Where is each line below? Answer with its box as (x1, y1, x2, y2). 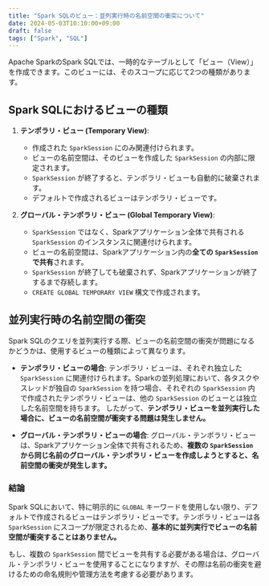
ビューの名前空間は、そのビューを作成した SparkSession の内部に (31, 153, 249, 163)
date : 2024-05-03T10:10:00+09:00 (8, 19, 120, 27)
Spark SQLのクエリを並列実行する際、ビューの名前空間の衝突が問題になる (8, 336, 255, 345)
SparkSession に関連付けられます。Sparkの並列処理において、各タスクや (19, 372, 259, 382)
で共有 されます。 (31, 258, 88, 267)
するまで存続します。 (31, 278, 103, 287)
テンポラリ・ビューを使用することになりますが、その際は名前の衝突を (22, 560, 255, 569)
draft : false (8, 26, 52, 35)
